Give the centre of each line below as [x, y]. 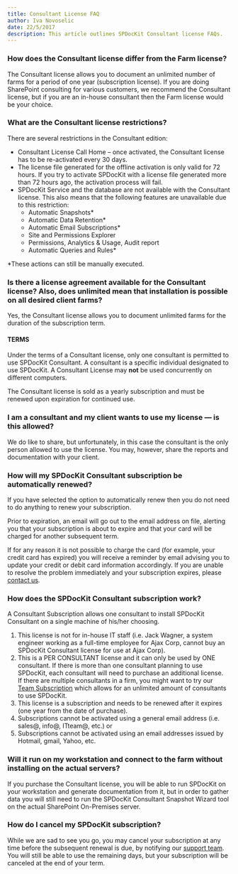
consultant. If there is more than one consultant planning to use [110, 666]
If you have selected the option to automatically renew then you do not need [119, 500]
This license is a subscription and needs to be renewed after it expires [120, 703]
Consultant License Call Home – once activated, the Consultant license [121, 152]
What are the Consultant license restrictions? [87, 123]
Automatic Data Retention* [67, 220]
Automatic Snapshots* [61, 212]
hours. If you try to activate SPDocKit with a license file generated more [122, 174]
